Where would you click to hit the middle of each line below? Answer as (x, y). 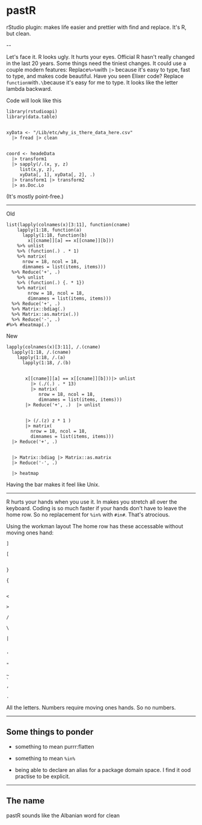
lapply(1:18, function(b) (54, 235)
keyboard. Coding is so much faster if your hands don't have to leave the (96, 508)
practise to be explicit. (42, 776)
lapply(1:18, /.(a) (41, 357)
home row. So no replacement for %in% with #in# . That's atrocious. (88, 514)
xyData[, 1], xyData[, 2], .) (57, 175)
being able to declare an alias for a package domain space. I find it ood (103, 770)
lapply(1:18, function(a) (50, 230)
